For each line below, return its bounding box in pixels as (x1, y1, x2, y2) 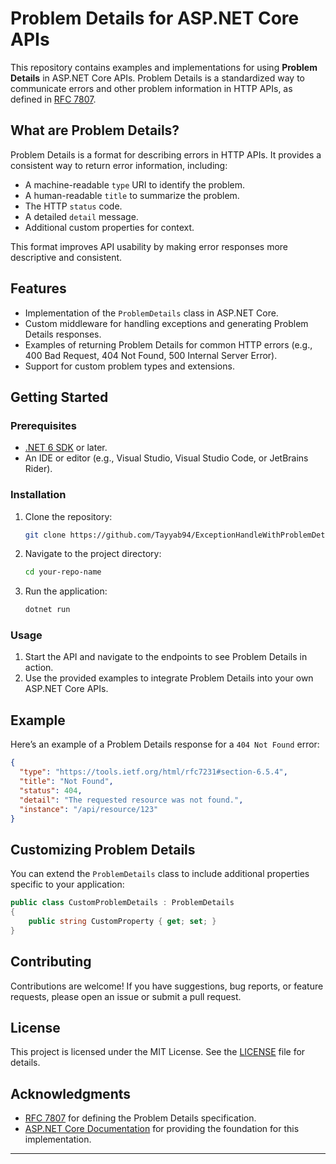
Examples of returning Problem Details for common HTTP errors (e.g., (24, 338, 313, 351)
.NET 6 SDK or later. (24, 442, 108, 454)
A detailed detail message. (24, 210, 139, 222)
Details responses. (24, 328, 102, 340)
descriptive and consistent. (10, 251, 123, 263)
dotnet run (24, 605, 71, 615)
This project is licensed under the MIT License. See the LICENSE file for (10, 1046, 306, 1058)
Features (10, 280, 67, 297)
